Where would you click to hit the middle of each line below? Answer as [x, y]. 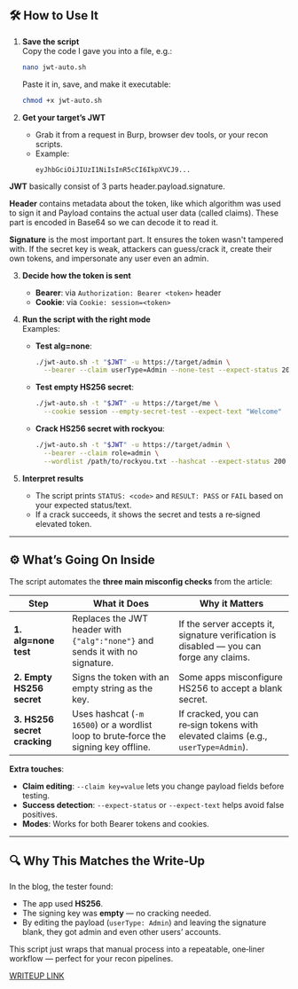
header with [97, 629]
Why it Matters [231, 603]
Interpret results [53, 478]
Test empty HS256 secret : [85, 387]
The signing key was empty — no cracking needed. [116, 914]
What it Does [121, 603]
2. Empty [33, 677]
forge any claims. [215, 657]
